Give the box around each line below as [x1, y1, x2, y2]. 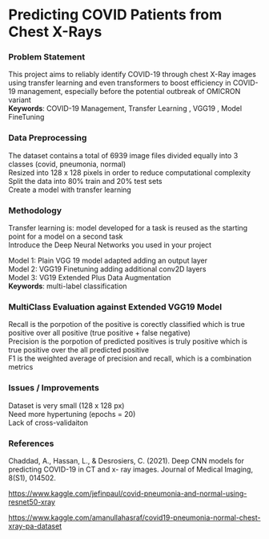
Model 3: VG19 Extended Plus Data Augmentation [8, 273, 171, 283]
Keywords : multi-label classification [8, 281, 127, 291]
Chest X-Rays [8, 22, 102, 41]
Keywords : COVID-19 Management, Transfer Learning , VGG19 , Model [8, 104, 243, 113]
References [8, 438, 54, 449]
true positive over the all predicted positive [8, 345, 150, 355]
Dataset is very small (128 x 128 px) [8, 400, 125, 410]
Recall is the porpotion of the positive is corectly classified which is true [8, 320, 246, 329]
